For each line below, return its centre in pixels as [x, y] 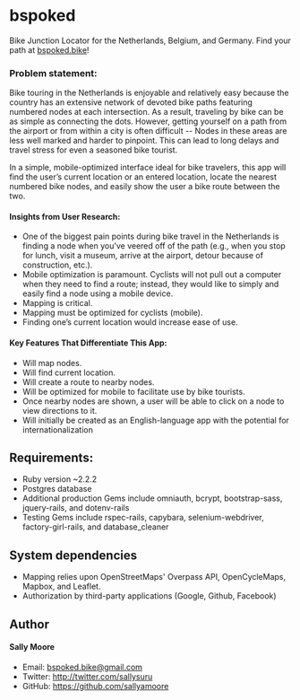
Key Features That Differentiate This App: [88, 343]
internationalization [58, 429]
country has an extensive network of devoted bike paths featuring [131, 102]
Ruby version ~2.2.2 [60, 479]
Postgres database [57, 489]
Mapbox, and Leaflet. [61, 586]
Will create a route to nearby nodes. [88, 381]
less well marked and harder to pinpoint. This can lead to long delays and [144, 141]
